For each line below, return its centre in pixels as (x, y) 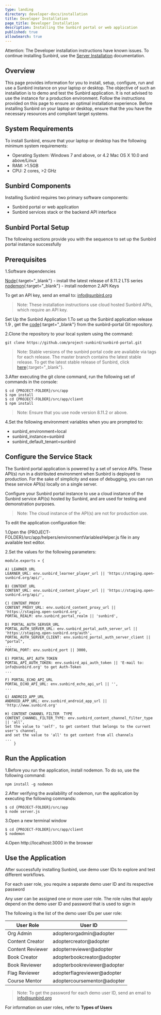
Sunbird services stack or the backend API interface (64, 212)
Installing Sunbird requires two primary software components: (67, 198)
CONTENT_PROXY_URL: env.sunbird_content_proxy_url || (61, 607)
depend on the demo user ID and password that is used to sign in (70, 904)
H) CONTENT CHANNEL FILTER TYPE (39, 714)
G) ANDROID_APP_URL (25, 697)
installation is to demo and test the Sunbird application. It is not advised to (79, 93)
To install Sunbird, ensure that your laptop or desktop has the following (76, 140)
